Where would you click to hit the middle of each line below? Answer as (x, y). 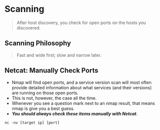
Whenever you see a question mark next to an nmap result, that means (83, 103)
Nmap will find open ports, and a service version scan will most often (81, 82)
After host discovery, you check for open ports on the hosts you (81, 23)
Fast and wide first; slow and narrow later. (59, 55)
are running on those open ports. (45, 93)
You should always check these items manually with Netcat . (75, 113)
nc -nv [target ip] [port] (32, 123)
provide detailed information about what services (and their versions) (82, 87)
